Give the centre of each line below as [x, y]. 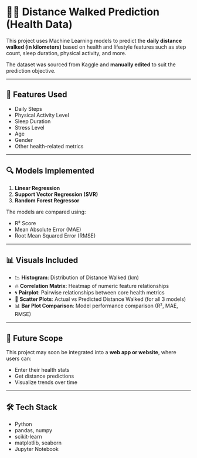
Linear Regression [37, 188]
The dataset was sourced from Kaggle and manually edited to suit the [91, 65]
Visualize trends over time [46, 382]
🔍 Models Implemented [50, 171]
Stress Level [30, 127]
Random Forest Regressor [47, 200]
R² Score [25, 223]
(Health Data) [39, 24]
